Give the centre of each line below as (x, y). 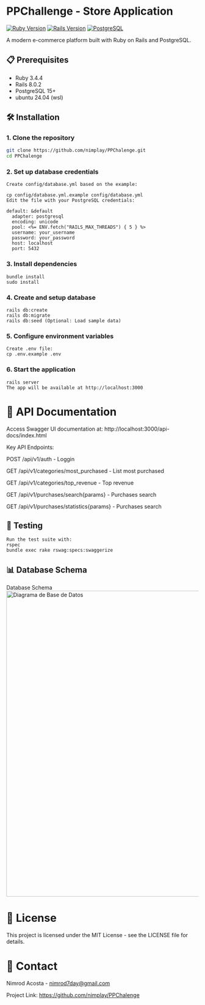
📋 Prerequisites (38, 60)
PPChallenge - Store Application (90, 11)
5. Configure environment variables (60, 336)
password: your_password (43, 238)
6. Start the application (41, 369)
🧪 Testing (25, 525)
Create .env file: (30, 349)
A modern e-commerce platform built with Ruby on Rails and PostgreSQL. (99, 40)
